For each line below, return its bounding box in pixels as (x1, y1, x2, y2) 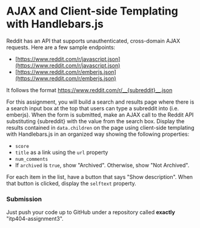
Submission (6, 195, 42, 203)
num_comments (15, 156, 48, 162)
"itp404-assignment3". (6, 215, 64, 223)
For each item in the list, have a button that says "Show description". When (6, 173, 193, 180)
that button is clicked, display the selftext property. (6, 179, 136, 187)
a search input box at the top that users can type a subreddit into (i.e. (6, 104, 179, 112)
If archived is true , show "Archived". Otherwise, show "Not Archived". (15, 161, 190, 169)
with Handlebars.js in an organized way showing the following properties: (6, 130, 190, 138)
